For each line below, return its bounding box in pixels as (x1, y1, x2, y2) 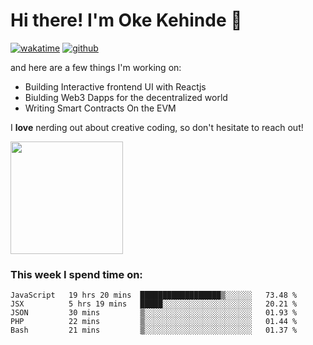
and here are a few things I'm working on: (10, 61, 182, 73)
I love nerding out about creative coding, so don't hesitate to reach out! (10, 121, 304, 133)
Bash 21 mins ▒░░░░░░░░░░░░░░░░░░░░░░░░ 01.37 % (10, 325, 298, 336)
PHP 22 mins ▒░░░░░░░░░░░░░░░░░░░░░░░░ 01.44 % (10, 317, 298, 327)
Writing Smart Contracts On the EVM (24, 102, 177, 114)
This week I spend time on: (10, 267, 143, 281)
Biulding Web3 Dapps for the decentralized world (24, 91, 228, 103)
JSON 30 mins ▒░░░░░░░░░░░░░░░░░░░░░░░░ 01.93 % (10, 308, 298, 318)
